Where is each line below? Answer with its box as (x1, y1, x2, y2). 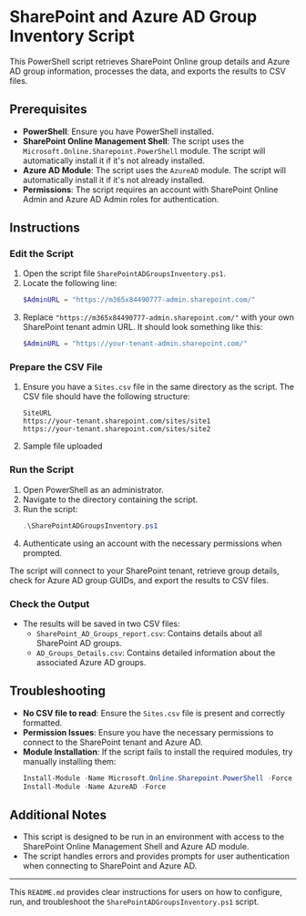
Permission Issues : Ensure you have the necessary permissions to (22, 726, 274, 737)
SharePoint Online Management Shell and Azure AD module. (22, 841, 250, 852)
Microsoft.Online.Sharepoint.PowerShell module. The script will (22, 145, 266, 156)
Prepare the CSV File (9, 361, 103, 374)
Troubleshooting (9, 684, 107, 699)
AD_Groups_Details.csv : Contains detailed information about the (36, 647, 276, 658)
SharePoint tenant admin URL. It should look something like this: (22, 322, 263, 333)
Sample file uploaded (22, 440, 103, 452)
